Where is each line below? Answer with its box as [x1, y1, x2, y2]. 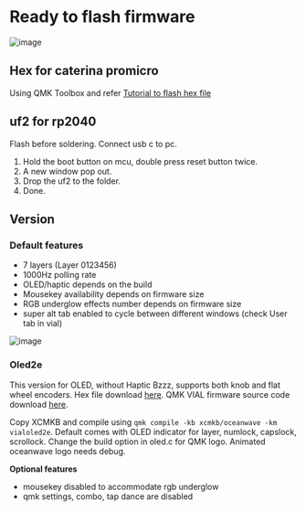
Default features [9, 239, 84, 251]
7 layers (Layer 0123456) [22, 260, 117, 271]
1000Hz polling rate [22, 270, 97, 281]
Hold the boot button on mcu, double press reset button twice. [22, 155, 259, 166]
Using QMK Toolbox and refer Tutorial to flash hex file [9, 87, 212, 98]
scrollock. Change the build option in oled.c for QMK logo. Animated [9, 436, 267, 447]
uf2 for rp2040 [9, 114, 97, 130]
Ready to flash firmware [9, 6, 195, 27]
